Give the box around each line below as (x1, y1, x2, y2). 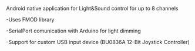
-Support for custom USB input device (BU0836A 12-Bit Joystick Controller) (6, 39, 190, 45)
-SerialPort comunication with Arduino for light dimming (6, 27, 141, 34)
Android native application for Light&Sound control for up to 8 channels (6, 5, 179, 12)
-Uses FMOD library (6, 16, 55, 23)
